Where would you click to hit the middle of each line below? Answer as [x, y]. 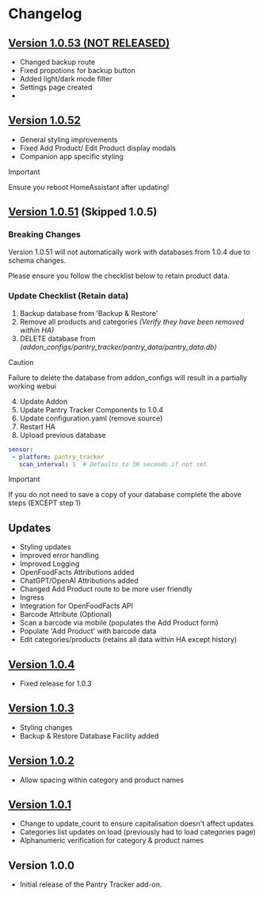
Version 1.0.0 [42, 865]
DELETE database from [57, 338]
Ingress [32, 598]
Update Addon [44, 401]
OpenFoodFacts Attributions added [77, 572]
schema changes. [37, 260]
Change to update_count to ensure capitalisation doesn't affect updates [137, 823]
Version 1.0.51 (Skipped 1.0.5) [83, 212]
